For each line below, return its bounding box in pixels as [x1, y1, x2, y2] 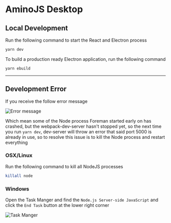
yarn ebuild [5, 66, 31, 71]
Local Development [5, 24, 68, 32]
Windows [5, 185, 30, 192]
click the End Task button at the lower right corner [5, 202, 109, 208]
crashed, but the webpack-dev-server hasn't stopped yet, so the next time [5, 123, 162, 129]
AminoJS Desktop [5, 4, 83, 15]
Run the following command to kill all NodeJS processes [5, 163, 123, 169]
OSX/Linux [5, 152, 33, 159]
